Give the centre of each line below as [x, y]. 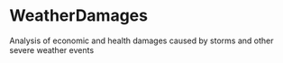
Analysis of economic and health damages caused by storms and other [141, 40]
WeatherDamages [79, 16]
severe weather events [52, 49]
